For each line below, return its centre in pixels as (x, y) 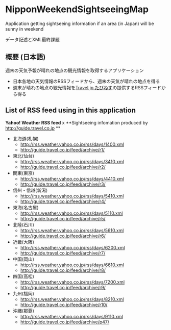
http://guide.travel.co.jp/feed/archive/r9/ (63, 287)
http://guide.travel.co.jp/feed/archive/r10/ (64, 304)
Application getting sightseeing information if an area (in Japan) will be (80, 23)
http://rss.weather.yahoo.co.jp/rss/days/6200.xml (72, 247)
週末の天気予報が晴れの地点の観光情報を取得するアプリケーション (75, 70)
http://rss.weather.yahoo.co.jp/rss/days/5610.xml (72, 230)
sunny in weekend (25, 29)
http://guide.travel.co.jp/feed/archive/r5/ (63, 218)
